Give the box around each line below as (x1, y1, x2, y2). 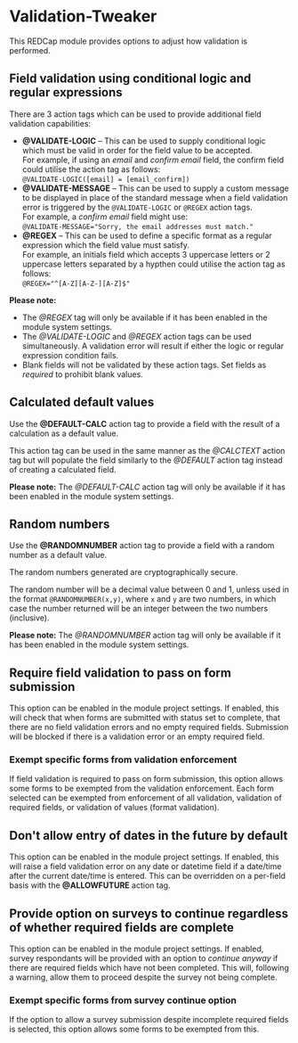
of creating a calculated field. (9, 464, 117, 474)
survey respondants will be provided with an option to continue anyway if (9, 953, 278, 964)
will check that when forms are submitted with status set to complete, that (9, 712, 281, 723)
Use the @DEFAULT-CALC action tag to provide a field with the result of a (9, 418, 280, 429)
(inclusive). (9, 612, 50, 623)
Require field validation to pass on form (9, 665, 231, 680)
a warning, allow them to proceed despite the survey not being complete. (9, 972, 278, 982)
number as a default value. (9, 550, 108, 561)
